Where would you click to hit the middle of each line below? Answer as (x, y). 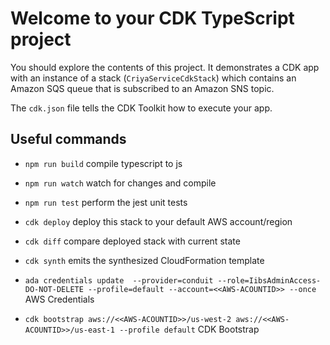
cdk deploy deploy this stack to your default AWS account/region (158, 221)
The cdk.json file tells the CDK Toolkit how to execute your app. (141, 108)
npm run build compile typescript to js (103, 163)
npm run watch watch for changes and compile (120, 183)
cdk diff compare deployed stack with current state (132, 241)
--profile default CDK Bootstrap (189, 329)
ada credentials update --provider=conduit (119, 280)
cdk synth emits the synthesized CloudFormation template (144, 260)
